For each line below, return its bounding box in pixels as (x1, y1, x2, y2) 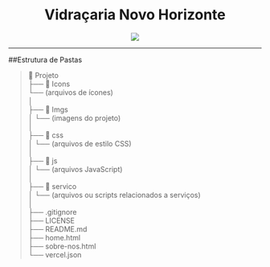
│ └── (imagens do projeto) (27, 113, 121, 122)
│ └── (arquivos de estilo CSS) (27, 138, 132, 148)
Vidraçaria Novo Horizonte (43, 6, 227, 24)
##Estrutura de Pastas (8, 55, 83, 64)
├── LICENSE (27, 216, 75, 225)
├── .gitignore (27, 207, 77, 216)
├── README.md (27, 224, 88, 234)
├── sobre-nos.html (27, 241, 96, 251)
